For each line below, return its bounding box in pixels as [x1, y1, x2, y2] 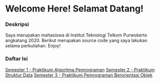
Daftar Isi [5, 55, 28, 62]
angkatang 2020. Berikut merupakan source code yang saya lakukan [5, 37, 148, 43]
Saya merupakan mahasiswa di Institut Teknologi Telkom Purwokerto [5, 32, 147, 38]
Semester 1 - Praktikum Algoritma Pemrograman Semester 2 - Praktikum [5, 66, 155, 72]
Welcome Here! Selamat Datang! [5, 3, 144, 14]
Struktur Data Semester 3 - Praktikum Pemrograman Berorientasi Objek [5, 72, 153, 78]
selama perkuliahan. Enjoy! [5, 43, 61, 49]
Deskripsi [5, 21, 29, 28]
